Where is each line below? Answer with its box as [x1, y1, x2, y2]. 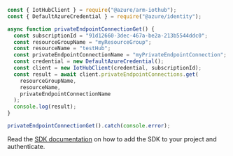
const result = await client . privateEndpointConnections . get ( [13, 70, 199, 78]
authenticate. [7, 142, 45, 150]
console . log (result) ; [13, 103, 77, 111]
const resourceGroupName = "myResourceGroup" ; [13, 38, 152, 45]
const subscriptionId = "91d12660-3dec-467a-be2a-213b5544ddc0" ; [13, 32, 209, 39]
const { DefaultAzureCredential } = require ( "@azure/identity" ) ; [7, 13, 202, 20]
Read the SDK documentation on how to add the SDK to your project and [7, 134, 217, 143]
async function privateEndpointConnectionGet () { [7, 25, 155, 33]
